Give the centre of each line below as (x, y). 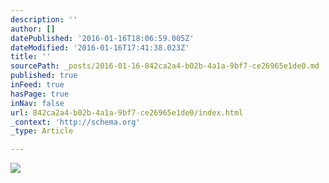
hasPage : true (40, 94)
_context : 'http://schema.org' (75, 122)
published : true (44, 76)
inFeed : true (37, 85)
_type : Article (42, 131)
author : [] (33, 29)
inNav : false (37, 103)
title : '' (31, 57)
